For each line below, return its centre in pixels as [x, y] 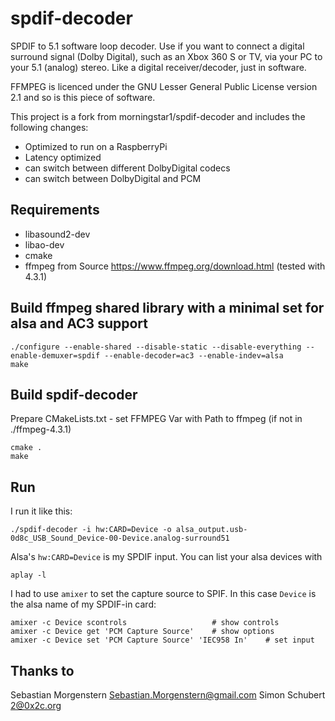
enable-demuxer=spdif [55, 355]
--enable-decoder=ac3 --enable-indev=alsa [194, 355]
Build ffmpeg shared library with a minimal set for [167, 308]
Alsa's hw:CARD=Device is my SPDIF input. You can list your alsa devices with [166, 557]
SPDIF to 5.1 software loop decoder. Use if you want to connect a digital [157, 46]
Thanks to [42, 670]
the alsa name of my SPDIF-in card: [83, 604]
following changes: [49, 127]
